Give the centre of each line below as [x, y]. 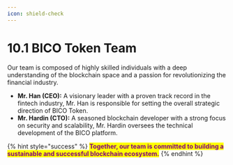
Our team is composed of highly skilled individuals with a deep [97, 68]
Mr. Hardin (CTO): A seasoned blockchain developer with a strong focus [121, 118]
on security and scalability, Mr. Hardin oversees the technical [105, 125]
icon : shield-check [36, 14]
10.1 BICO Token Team [72, 48]
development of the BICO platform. [67, 132]
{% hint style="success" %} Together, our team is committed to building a [116, 146]
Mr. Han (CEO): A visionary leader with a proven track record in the [114, 95]
